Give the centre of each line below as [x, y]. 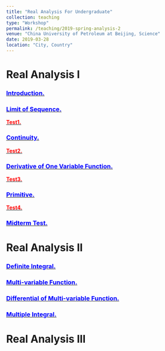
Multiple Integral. [31, 314]
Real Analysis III [46, 339]
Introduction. [26, 93]
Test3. [14, 179]
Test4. [14, 208]
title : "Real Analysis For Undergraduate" [59, 12]
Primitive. [20, 195]
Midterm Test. [27, 223]
